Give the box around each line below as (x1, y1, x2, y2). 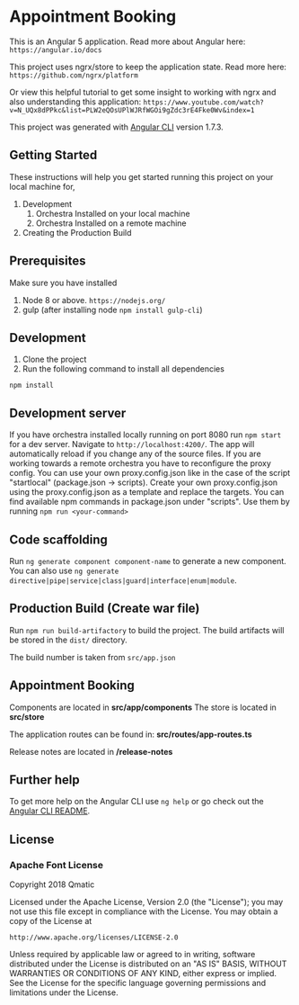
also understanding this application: (9, 96, 142, 107)
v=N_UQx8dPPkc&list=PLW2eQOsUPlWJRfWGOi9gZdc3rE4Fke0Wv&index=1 (9, 105, 255, 114)
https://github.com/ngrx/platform (9, 70, 139, 80)
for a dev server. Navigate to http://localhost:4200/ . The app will (9, 439, 255, 450)
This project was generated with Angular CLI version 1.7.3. (9, 121, 224, 132)
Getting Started (9, 148, 98, 163)
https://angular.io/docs (9, 45, 102, 55)
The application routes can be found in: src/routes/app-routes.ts (9, 729, 252, 740)
